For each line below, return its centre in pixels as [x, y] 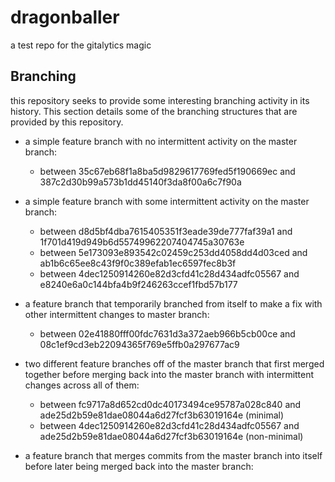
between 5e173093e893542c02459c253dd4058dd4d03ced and [173, 252]
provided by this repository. [67, 122]
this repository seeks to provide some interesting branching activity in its [160, 100]
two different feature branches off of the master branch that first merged [174, 363]
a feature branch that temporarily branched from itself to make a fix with [173, 303]
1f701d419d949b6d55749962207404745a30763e [142, 242]
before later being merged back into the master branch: [139, 466]
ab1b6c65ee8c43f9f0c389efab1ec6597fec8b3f [138, 263]
